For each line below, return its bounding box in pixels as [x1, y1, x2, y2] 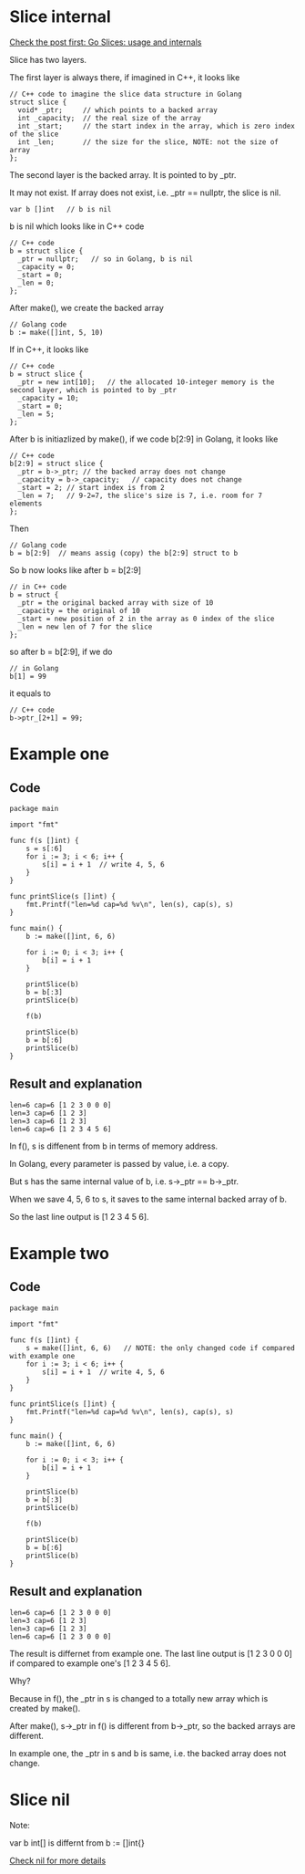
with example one [9, 1351, 76, 1360]
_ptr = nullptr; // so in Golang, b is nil [17, 254, 194, 264]
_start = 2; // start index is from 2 [17, 483, 166, 492]
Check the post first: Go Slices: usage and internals [9, 36, 202, 47]
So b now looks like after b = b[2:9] [9, 564, 142, 576]
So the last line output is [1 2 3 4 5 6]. [9, 1211, 149, 1222]
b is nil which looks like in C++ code [9, 221, 145, 232]
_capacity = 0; [17, 262, 76, 271]
